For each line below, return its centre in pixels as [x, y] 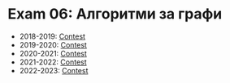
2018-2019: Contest [52, 36]
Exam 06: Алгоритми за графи [115, 14]
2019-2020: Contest [53, 44]
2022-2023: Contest [54, 70]
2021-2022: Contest [53, 62]
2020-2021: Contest [53, 53]
